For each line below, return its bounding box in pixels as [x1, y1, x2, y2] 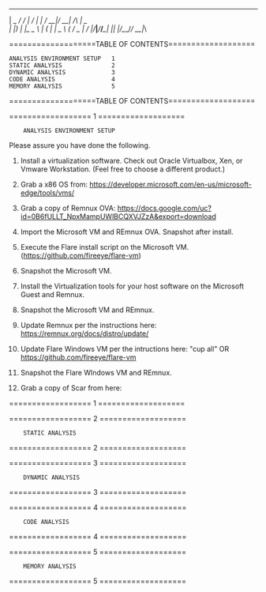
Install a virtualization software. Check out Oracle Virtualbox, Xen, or [20, 156, 243, 165]
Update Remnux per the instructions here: [20, 321, 157, 330]
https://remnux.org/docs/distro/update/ [20, 329, 149, 338]
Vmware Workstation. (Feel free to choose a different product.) [20, 164, 226, 174]
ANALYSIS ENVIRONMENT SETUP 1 [9, 55, 115, 62]
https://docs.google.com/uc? [117, 203, 212, 213]
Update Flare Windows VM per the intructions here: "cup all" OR [20, 345, 230, 353]
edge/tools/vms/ [20, 188, 74, 198]
